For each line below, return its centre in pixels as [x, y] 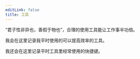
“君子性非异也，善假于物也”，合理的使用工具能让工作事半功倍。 [72, 29]
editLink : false [22, 10]
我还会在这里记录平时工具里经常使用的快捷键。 [54, 51]
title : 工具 [17, 15]
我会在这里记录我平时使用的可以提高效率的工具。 [56, 40]
